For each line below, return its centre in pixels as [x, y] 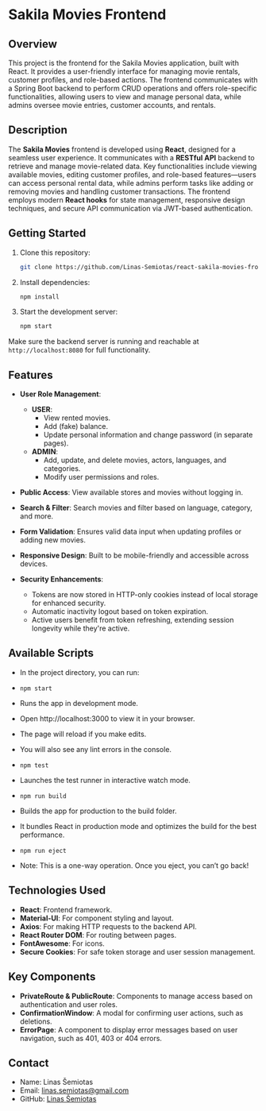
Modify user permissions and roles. [101, 477]
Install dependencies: [55, 282]
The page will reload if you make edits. [83, 734]
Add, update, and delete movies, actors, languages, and [135, 460]
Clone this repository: [55, 253]
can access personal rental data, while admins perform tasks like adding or [131, 183]
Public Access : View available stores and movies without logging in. [131, 492]
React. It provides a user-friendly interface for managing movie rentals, [124, 71]
